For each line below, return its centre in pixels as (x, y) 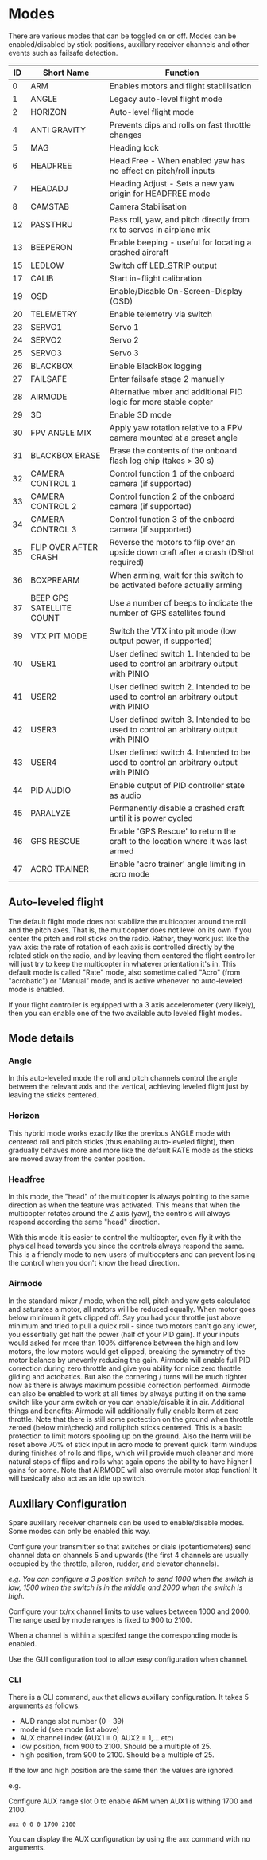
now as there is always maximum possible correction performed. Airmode (129, 1385)
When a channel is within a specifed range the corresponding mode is (123, 1635)
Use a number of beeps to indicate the (181, 602)
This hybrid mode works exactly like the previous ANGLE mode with (119, 1133)
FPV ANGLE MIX (61, 433)
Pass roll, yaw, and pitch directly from (180, 219)
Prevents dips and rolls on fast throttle (180, 124)
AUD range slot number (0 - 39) (72, 1721)
